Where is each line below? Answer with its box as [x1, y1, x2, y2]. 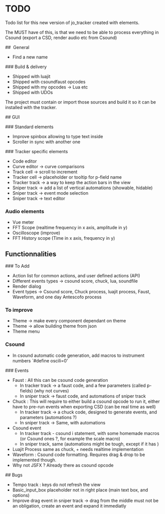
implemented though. [12, 456, 56, 463]
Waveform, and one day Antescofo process [12, 294, 102, 300]
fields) [19, 387, 33, 393]
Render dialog [12, 283, 41, 289]
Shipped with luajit [12, 73, 51, 79]
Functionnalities [5, 250, 56, 258]
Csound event [12, 425, 41, 431]
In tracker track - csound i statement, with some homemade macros [19, 430, 160, 436]
